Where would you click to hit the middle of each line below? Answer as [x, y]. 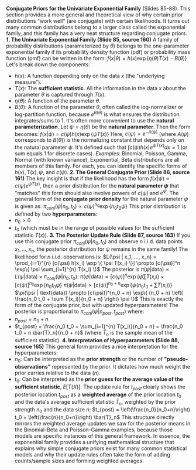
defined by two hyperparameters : [56, 214]
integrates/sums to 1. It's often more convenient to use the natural [94, 120]
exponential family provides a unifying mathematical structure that [94, 442]
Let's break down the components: [48, 64]
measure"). [28, 82]
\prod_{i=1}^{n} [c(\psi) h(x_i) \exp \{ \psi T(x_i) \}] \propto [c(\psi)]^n [97, 263]
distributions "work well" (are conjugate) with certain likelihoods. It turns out [98, 21]
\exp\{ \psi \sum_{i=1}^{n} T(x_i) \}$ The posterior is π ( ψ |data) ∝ [92, 269]
